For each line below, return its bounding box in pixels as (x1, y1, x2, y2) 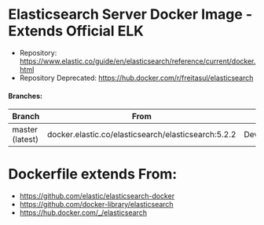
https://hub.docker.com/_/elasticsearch (19, 208, 148, 217)
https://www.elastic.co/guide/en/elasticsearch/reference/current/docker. (19, 56, 256, 66)
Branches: (8, 91, 43, 100)
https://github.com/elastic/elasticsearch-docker (19, 191, 175, 201)
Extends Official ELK (8, 22, 144, 40)
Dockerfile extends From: (8, 165, 178, 183)
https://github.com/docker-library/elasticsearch (19, 200, 174, 209)
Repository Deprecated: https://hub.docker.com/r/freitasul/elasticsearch (19, 73, 254, 82)
